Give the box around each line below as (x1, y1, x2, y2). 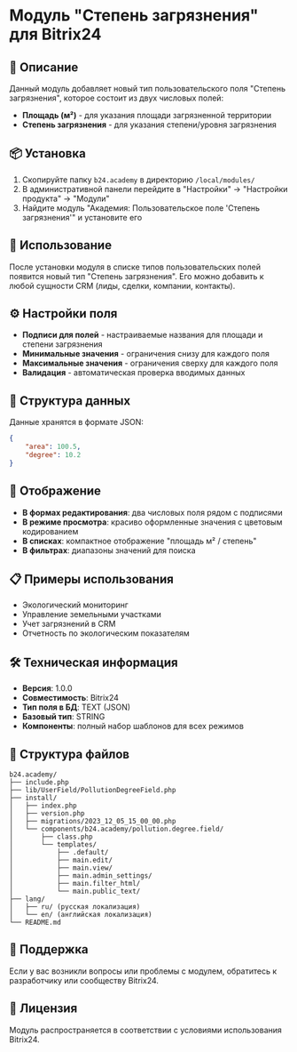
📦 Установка (9, 146, 86, 161)
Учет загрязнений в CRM (21, 619, 116, 630)
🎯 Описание (9, 60, 79, 75)
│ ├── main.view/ (9, 863, 113, 872)
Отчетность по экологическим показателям (21, 628, 191, 638)
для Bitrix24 (9, 24, 102, 44)
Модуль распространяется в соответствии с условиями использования (9, 1024, 282, 1035)
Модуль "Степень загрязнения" (9, 5, 259, 26)
